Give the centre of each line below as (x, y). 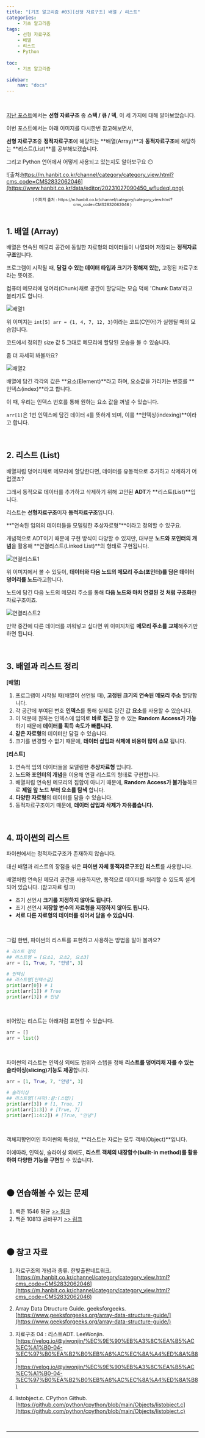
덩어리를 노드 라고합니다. (35, 579)
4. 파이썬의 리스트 (38, 838)
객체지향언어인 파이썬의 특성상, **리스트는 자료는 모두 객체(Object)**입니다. (97, 1139)
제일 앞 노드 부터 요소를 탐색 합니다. (63, 790)
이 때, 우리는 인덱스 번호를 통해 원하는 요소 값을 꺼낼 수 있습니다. (83, 402)
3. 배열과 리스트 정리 (42, 666)
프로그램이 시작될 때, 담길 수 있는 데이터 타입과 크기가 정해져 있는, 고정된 (92, 267)
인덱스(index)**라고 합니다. (39, 388)
